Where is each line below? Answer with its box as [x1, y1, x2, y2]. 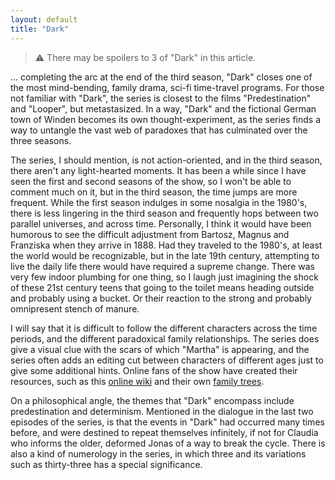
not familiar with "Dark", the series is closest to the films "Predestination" [10, 92, 312, 104]
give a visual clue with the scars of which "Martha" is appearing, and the [10, 343, 310, 355]
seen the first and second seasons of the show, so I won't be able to [10, 175, 292, 187]
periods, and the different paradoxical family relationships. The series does [10, 332, 320, 345]
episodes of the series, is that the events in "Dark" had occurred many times [10, 416, 325, 428]
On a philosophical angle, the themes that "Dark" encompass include [10, 394, 295, 406]
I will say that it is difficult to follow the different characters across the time [10, 322, 318, 334]
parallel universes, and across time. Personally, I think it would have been [10, 217, 312, 230]
